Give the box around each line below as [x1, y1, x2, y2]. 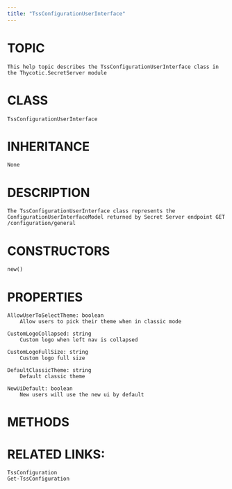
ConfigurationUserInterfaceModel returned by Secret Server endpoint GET [7, 214, 226, 221]
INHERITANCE [7, 139, 90, 154]
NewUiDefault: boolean [7, 385, 73, 392]
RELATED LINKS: [7, 447, 106, 462]
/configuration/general [7, 220, 76, 227]
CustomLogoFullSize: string [7, 349, 89, 356]
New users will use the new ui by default [19, 391, 144, 398]
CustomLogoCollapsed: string [7, 330, 92, 338]
